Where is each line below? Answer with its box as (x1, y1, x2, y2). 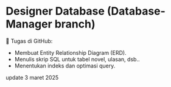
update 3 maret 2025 (5, 74, 59, 81)
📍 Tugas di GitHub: (5, 37, 53, 44)
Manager (5, 17, 52, 31)
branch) (54, 17, 96, 31)
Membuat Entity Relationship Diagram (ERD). (14, 49, 127, 56)
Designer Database (5, 4, 105, 18)
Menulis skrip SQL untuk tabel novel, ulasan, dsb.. (14, 55, 140, 63)
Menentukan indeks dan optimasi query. (14, 62, 116, 69)
